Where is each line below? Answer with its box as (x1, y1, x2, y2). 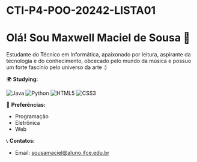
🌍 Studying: (6, 76, 38, 83)
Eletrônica (14, 119, 40, 127)
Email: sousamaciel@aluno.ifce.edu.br (14, 149, 110, 157)
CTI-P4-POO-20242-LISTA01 (6, 4, 156, 17)
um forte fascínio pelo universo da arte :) (6, 64, 107, 71)
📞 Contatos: (6, 137, 35, 145)
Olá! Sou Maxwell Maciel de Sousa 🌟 (6, 31, 190, 45)
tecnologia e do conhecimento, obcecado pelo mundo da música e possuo (6, 58, 192, 65)
